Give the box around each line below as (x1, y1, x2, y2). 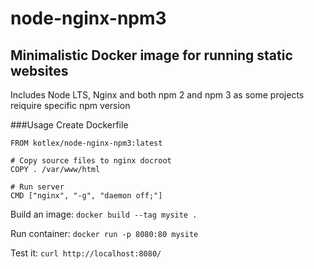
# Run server (10, 182, 65, 192)
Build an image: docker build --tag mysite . (10, 208, 198, 220)
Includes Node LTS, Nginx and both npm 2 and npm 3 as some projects (10, 89, 305, 101)
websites (10, 62, 69, 79)
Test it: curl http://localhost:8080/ (10, 247, 162, 259)
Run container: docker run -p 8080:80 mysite (10, 228, 199, 239)
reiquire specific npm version (10, 100, 131, 111)
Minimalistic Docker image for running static (10, 47, 293, 64)
